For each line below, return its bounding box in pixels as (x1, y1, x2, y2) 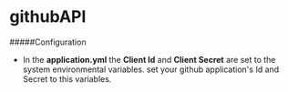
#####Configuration (9, 36, 87, 47)
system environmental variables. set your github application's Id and (22, 64, 280, 75)
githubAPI (9, 6, 87, 27)
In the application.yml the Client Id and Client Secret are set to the (22, 54, 276, 65)
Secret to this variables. (22, 73, 112, 84)
